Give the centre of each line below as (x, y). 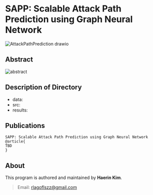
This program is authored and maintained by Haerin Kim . (64, 177)
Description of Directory (44, 87)
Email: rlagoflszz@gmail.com (47, 187)
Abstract (19, 60)
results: (20, 110)
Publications (25, 125)
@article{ (15, 141)
